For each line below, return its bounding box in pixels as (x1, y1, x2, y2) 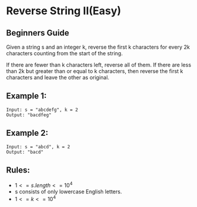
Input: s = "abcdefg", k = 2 (6, 107, 78, 113)
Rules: (6, 165, 30, 176)
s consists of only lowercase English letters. (14, 188, 122, 195)
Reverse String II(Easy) (6, 4, 122, 18)
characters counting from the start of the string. (6, 50, 123, 57)
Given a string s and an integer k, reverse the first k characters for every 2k (6, 43, 190, 50)
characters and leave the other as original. (6, 74, 110, 81)
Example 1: (6, 91, 47, 101)
